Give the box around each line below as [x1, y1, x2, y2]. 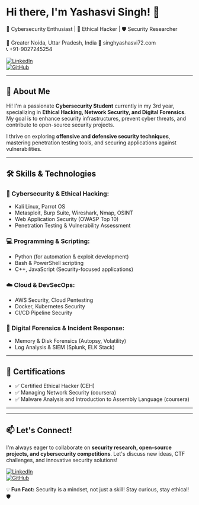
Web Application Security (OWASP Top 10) [14, 216, 119, 223]
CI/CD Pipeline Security [14, 309, 73, 317]
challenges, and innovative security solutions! [6, 456, 118, 463]
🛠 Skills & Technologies [6, 169, 97, 179]
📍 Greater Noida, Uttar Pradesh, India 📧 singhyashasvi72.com [6, 39, 156, 46]
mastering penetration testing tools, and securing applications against [6, 139, 176, 146]
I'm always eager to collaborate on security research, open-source [6, 444, 172, 451]
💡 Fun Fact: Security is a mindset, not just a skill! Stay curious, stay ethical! [6, 485, 190, 493]
